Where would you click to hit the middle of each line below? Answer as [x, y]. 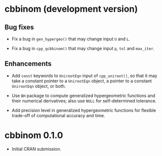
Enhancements [28, 64]
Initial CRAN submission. [36, 149]
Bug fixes [19, 27]
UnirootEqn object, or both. [39, 86]
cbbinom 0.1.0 [34, 135]
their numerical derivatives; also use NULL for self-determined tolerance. [84, 101]
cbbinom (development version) [71, 9]
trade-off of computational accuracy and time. [58, 115]
